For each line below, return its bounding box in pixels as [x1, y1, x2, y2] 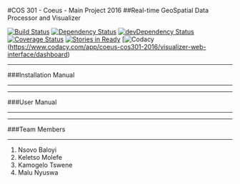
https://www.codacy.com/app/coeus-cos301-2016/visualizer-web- [9, 43, 206, 51]
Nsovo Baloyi [17, 145, 57, 154]
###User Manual [7, 98, 57, 106]
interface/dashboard [7, 50, 68, 58]
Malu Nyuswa [17, 168, 59, 177]
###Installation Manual [7, 71, 75, 79]
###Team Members [7, 125, 66, 133]
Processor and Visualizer [7, 14, 81, 22]
